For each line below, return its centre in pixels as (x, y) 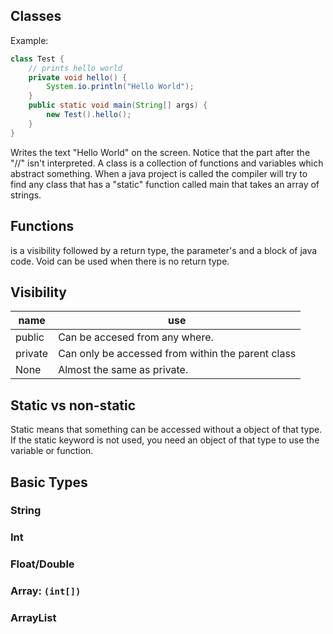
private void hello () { (78, 77)
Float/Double (42, 564)
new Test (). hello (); (89, 115)
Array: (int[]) (46, 591)
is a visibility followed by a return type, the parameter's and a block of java (164, 250)
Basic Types (49, 482)
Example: (29, 40)
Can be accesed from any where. (136, 337)
